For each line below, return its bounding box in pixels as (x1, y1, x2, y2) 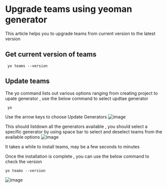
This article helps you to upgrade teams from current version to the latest (5, 30, 156, 36)
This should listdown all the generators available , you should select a (5, 123, 148, 129)
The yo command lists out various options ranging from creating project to (5, 90, 158, 96)
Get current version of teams (5, 50, 97, 59)
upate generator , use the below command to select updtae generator (5, 95, 149, 101)
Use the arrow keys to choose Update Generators (5, 113, 107, 120)
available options (5, 134, 40, 140)
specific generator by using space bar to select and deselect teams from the (5, 128, 163, 135)
